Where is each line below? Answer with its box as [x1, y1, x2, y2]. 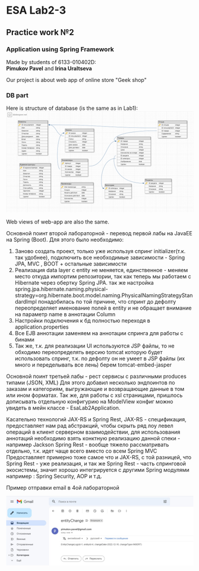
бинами [14, 336, 34, 343]
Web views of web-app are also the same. [6, 218, 110, 225]
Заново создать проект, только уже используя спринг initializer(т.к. [14, 247, 186, 254]
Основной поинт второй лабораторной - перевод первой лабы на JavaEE [6, 229, 193, 236]
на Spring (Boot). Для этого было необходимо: [6, 236, 124, 243]
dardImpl [14, 298, 37, 305]
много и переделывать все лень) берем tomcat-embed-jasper [14, 361, 172, 368]
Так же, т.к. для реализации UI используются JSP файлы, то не [14, 342, 175, 349]
